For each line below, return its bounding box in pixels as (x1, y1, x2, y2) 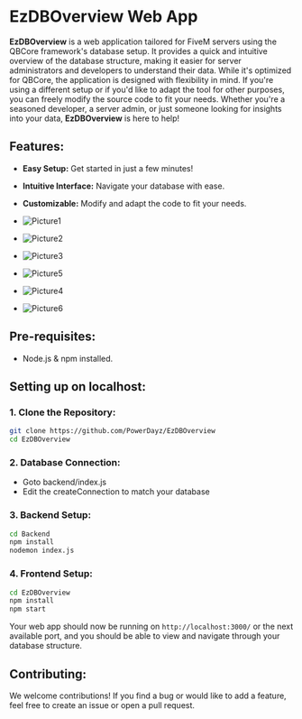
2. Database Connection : (9, 456, 121, 468)
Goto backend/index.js (22, 476, 106, 488)
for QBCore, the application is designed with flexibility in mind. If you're (9, 74, 274, 85)
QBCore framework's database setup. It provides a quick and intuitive (9, 45, 268, 56)
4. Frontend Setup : (9, 567, 93, 580)
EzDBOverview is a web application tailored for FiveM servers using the (9, 36, 278, 47)
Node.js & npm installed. (22, 353, 114, 364)
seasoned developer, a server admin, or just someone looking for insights (9, 103, 282, 114)
